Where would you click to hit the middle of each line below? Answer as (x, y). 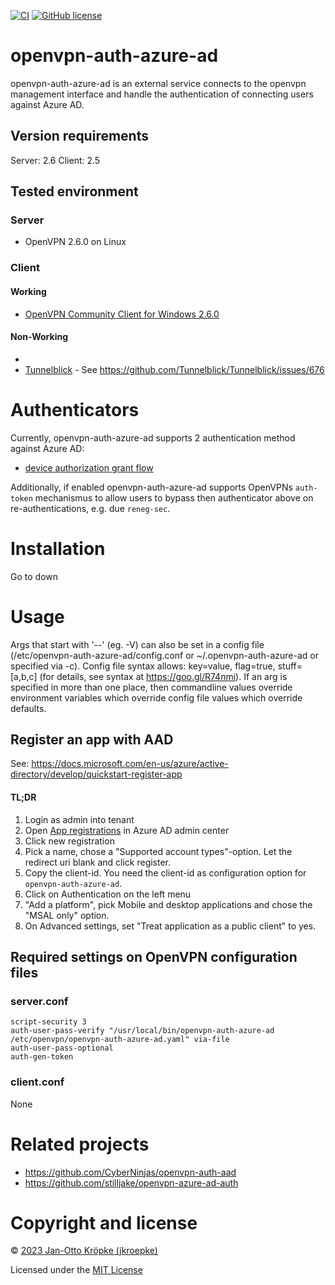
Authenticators (75, 409)
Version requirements (79, 136)
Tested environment (74, 191)
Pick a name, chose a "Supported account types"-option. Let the (158, 851)
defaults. (28, 708)
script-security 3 (48, 1022)
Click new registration (69, 841)
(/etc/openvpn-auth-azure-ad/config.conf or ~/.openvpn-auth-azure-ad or (164, 655)
